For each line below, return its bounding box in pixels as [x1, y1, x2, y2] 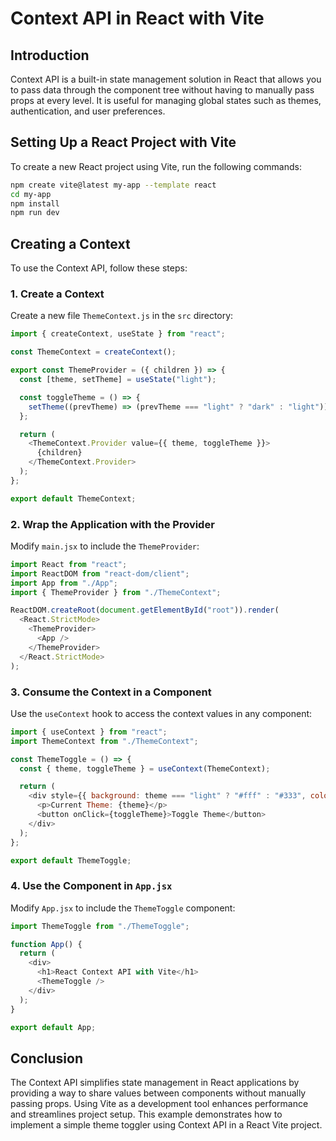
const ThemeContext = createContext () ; [10, 347, 177, 357]
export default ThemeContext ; [10, 493, 137, 504]
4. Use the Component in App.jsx [10, 879, 173, 893]
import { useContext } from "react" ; [10, 727, 168, 737]
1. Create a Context [10, 287, 105, 301]
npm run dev [10, 208, 60, 218]
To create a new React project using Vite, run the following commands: [10, 160, 302, 172]
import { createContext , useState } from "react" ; [10, 329, 226, 339]
